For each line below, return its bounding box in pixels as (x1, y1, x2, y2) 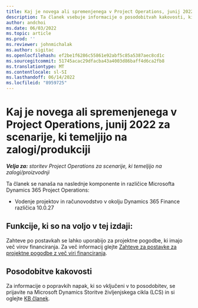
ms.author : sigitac (6, 47, 54, 53)
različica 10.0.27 (14, 204, 54, 211)
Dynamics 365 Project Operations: (6, 186, 90, 194)
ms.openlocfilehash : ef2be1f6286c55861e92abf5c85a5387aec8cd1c (6, 53, 165, 58)
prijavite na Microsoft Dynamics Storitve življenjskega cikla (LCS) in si (6, 289, 175, 296)
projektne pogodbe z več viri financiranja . (6, 249, 107, 257)
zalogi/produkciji (6, 143, 91, 156)
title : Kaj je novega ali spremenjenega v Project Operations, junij (6, 8, 181, 15)
